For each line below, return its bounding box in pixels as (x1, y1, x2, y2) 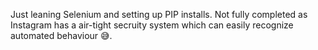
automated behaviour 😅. (10, 30, 113, 41)
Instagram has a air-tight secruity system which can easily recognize (10, 19, 294, 31)
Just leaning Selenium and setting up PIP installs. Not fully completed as (10, 9, 308, 20)
